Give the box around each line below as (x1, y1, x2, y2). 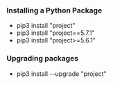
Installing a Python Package (6, 6, 103, 15)
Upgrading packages (6, 54, 79, 63)
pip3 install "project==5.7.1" (16, 29, 95, 37)
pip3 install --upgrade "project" (16, 69, 107, 78)
